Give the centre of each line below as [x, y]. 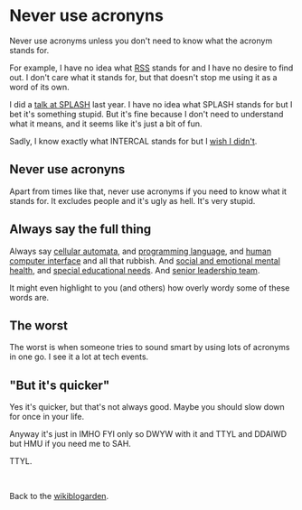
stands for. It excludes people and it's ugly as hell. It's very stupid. [132, 200]
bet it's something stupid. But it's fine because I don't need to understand [146, 114]
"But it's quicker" [60, 385]
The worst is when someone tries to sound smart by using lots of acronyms [150, 348]
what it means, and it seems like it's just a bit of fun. [106, 124]
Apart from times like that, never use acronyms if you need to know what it [148, 191]
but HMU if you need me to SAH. [70, 444]
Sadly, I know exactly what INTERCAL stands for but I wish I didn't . [133, 141]
